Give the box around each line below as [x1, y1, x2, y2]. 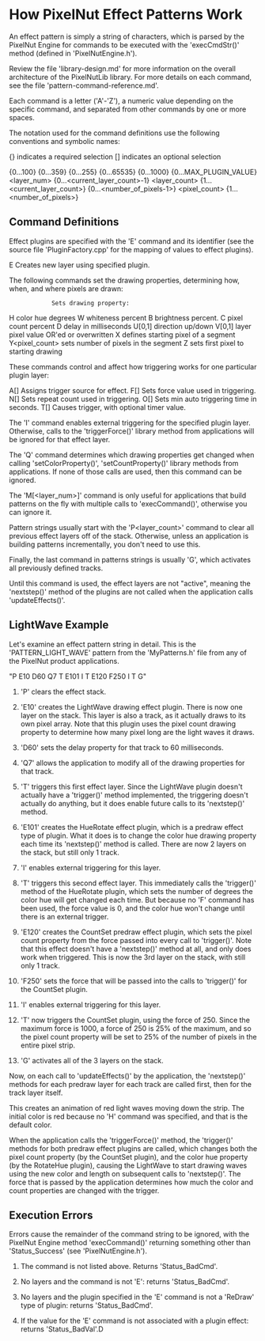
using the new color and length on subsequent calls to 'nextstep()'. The [9, 1169, 241, 1178]
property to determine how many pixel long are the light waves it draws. [20, 727, 256, 737]
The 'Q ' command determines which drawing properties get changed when [9, 449, 255, 460]
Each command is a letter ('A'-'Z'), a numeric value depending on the [9, 96, 234, 105]
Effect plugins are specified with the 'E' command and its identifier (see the [9, 236, 254, 246]
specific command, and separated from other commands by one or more [9, 104, 247, 114]
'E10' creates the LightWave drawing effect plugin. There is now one [20, 702, 244, 711]
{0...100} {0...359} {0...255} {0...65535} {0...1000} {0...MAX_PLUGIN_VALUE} [9, 167, 258, 176]
